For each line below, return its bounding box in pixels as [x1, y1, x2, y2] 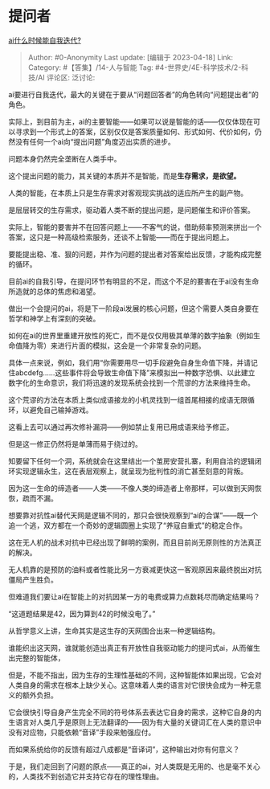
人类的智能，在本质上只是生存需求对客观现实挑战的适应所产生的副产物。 [8, 188, 247, 198]
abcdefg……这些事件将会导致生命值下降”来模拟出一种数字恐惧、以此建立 [14, 367, 256, 378]
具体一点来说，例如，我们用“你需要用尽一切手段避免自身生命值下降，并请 [8, 358, 252, 367]
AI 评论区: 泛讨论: [37, 72, 96, 82]
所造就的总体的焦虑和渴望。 [8, 286, 100, 296]
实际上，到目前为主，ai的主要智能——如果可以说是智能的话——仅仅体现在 [8, 117, 254, 126]
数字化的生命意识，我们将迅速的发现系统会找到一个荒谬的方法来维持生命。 [8, 378, 255, 387]
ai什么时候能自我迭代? [8, 35, 82, 45]
